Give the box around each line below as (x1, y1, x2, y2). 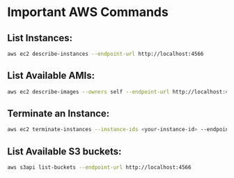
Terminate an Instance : (7, 107, 110, 119)
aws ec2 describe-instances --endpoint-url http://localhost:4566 (7, 50, 204, 57)
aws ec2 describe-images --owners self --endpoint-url (7, 88, 170, 95)
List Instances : (7, 32, 73, 44)
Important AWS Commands (7, 4, 169, 20)
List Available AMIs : (7, 70, 95, 82)
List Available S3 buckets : (7, 145, 122, 157)
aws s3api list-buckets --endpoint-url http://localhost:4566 (7, 164, 192, 171)
